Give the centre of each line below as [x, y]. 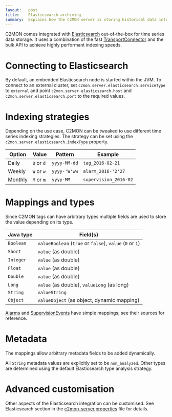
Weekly [17, 171]
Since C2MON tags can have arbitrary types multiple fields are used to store [86, 217]
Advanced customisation [60, 389]
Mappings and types [50, 202]
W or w [39, 171]
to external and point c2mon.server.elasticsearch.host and [69, 91]
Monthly [18, 180]
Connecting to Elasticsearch [67, 66]
